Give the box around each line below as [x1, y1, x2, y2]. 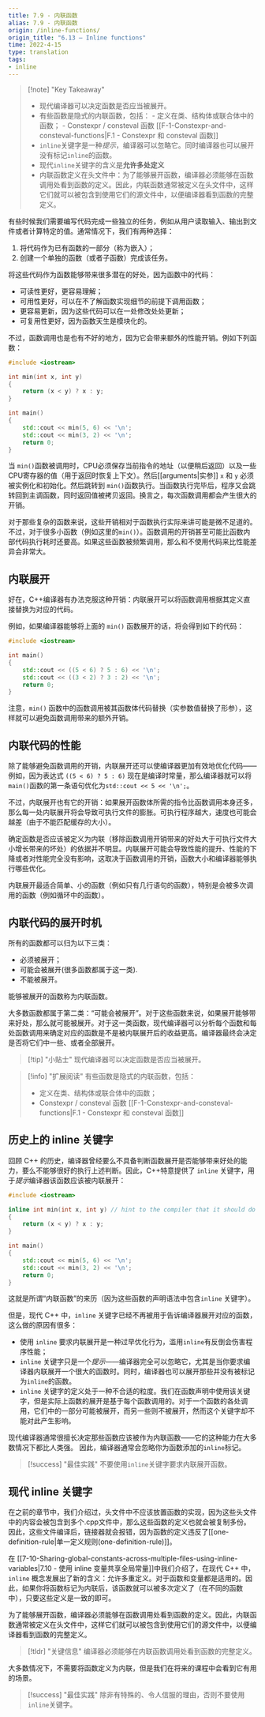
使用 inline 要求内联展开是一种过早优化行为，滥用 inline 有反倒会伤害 [19, 1337, 246, 1347]
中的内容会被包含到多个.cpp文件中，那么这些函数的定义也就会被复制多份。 [8, 1517, 251, 1527]
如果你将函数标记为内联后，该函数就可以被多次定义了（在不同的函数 [21, 1584, 243, 1593]
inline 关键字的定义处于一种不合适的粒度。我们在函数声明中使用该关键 [19, 1387, 251, 1396]
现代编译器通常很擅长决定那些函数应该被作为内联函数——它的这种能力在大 [8, 1433, 250, 1442]
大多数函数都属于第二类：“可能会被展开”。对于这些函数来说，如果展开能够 [8, 1008, 250, 1017]
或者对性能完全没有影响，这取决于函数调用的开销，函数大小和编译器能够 [14, 854, 250, 863]
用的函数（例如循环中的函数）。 [8, 890, 109, 900]
